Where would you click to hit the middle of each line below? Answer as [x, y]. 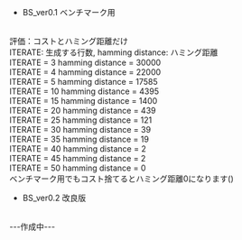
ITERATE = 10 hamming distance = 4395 [84, 91]
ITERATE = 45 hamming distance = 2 [78, 158]
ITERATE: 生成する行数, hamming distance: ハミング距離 [114, 52]
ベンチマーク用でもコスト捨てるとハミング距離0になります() [122, 179]
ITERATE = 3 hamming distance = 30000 [85, 62]
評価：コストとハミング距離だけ [69, 41]
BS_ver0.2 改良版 [54, 198]
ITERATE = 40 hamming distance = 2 [78, 149]
